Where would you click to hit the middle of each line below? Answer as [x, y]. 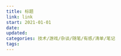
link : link [19, 17]
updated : [17, 33]
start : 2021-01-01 [29, 22]
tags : [13, 44]
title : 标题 [20, 11]
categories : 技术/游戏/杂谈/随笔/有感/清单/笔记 [61, 38]
